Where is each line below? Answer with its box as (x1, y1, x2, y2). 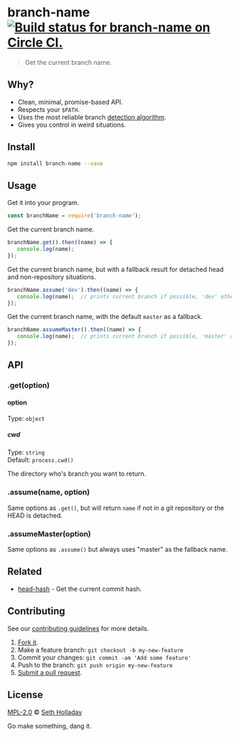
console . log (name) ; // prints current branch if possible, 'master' (16, 333, 228, 340)
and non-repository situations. (7, 272, 96, 281)
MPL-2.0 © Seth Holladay (7, 708, 83, 716)
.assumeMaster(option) (7, 528, 91, 538)
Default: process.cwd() (7, 456, 74, 464)
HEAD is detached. (7, 511, 63, 520)
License (7, 689, 43, 701)
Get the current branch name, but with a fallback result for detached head (7, 265, 224, 273)
